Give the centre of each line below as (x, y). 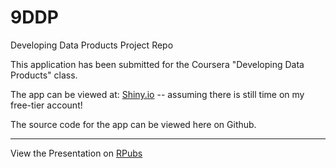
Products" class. (44, 75)
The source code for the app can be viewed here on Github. (133, 124)
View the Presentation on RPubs (76, 153)
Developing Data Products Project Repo (92, 45)
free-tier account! (46, 105)
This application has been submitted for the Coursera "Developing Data (157, 64)
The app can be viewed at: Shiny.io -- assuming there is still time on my (157, 94)
